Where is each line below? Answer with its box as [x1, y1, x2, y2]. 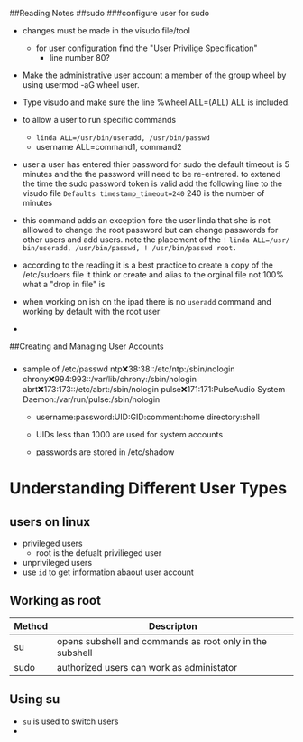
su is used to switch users [22, 716, 119, 727]
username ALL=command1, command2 [35, 142, 182, 152]
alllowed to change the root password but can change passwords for [22, 225, 279, 235]
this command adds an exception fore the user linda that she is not [22, 215, 271, 225]
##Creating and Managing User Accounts [9, 341, 164, 352]
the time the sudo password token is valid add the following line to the [22, 178, 282, 189]
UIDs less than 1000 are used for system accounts [35, 428, 224, 439]
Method [14, 619, 49, 632]
